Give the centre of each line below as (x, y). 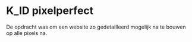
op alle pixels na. (27, 33)
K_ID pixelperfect (50, 11)
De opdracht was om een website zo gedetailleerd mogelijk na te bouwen (96, 27)
